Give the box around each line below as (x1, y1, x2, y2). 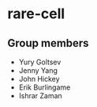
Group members (7, 36, 89, 50)
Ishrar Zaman (18, 91, 62, 100)
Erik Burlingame (18, 82, 71, 92)
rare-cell (7, 5, 65, 23)
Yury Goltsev (18, 57, 62, 67)
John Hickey (18, 75, 60, 83)
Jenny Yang (18, 66, 58, 75)
